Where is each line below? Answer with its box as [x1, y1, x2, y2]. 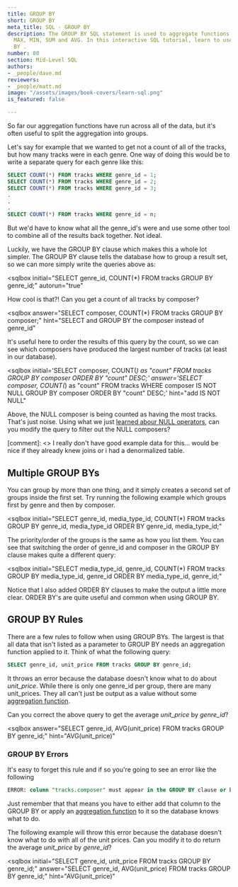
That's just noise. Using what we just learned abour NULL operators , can [7, 418, 220, 426]
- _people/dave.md [7, 69, 62, 76]
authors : [7, 63, 33, 70]
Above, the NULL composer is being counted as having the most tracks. [7, 410, 217, 418]
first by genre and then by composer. [7, 500, 115, 509]
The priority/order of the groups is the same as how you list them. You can [7, 535, 225, 544]
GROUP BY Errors [7, 749, 69, 759]
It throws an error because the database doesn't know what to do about [7, 674, 217, 682]
